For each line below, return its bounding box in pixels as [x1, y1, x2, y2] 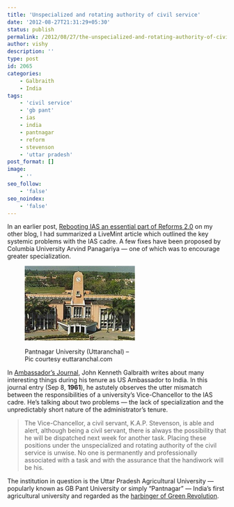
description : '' [7, 48, 54, 55]
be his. [24, 464, 44, 472]
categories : [7, 70, 42, 77]
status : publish [7, 26, 54, 33]
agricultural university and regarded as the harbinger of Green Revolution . [7, 492, 219, 500]
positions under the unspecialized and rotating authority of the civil [24, 441, 217, 450]
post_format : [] [7, 158, 54, 165]
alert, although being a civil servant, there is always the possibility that [24, 426, 226, 435]
